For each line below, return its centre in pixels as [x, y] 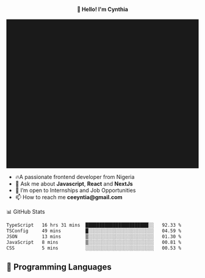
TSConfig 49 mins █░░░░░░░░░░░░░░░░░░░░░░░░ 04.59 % [94, 231]
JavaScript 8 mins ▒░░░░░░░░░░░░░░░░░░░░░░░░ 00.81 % [94, 242]
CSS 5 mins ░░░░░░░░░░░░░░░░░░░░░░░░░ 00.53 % [94, 248]
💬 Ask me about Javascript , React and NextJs [74, 184]
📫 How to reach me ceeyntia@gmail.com [69, 197]
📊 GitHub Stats [26, 212]
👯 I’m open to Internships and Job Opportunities [75, 191]
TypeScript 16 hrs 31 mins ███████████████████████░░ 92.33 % [94, 225]
